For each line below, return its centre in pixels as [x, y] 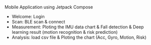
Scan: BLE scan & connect [38, 22]
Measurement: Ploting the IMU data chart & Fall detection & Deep [78, 27]
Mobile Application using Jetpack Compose [49, 7]
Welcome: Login [28, 16]
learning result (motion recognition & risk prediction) [65, 32]
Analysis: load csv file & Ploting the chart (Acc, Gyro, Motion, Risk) [79, 37]
